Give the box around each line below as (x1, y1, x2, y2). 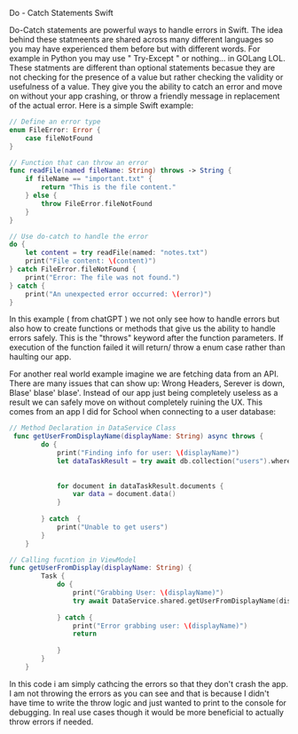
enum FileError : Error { (9, 125, 101, 134)
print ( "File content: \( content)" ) (25, 257, 157, 265)
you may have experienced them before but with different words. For (9, 43, 261, 54)
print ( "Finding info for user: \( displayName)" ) (56, 448, 240, 457)
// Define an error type (9, 117, 101, 126)
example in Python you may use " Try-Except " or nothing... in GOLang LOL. (9, 53, 286, 63)
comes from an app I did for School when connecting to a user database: (9, 406, 277, 417)
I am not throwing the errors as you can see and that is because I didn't (9, 688, 270, 698)
